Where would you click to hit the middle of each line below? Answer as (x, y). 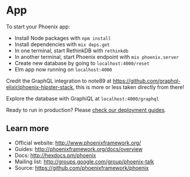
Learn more (28, 128)
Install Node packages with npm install (63, 38)
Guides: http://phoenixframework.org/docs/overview (79, 149)
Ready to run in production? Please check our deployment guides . (86, 110)
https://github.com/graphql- (147, 81)
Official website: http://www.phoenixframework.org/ (78, 143)
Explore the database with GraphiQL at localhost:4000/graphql (83, 99)
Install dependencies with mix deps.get (62, 44)
